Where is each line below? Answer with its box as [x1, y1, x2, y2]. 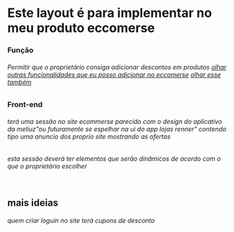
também [7, 78, 32, 86]
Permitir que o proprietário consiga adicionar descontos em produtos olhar [7, 62, 227, 71]
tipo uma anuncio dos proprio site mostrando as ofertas [7, 132, 171, 141]
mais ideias [7, 197, 59, 209]
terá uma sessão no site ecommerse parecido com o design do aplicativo [7, 117, 223, 125]
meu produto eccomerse [7, 20, 156, 36]
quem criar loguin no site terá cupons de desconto [7, 216, 156, 225]
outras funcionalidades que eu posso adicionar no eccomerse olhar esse [7, 70, 221, 79]
